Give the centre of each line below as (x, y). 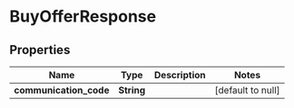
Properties (40, 50)
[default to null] (247, 90)
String (132, 90)
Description (180, 75)
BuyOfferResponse (83, 17)
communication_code (62, 90)
